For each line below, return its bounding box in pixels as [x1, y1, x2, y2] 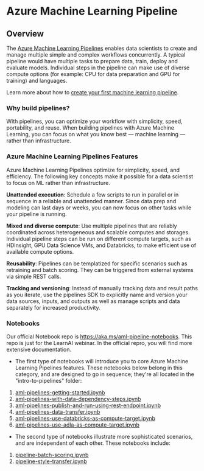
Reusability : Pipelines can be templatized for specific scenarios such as [6, 260, 188, 267]
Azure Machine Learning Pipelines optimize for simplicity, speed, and [6, 166, 180, 173]
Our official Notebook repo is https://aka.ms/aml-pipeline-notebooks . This [6, 333, 192, 340]
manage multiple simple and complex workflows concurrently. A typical [6, 51, 186, 58]
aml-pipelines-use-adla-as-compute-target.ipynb [15, 421, 140, 428]
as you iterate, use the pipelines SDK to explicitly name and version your [6, 291, 188, 298]
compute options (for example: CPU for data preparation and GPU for [6, 71, 180, 77]
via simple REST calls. [6, 273, 62, 280]
